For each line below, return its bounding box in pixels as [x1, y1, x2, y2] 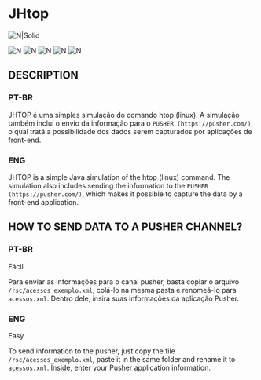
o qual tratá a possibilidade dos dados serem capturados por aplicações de [8, 126, 253, 136]
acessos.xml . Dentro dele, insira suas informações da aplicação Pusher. [8, 294, 240, 303]
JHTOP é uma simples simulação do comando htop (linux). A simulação [8, 110, 240, 119]
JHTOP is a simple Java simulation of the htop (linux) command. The [8, 172, 230, 181]
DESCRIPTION [8, 68, 79, 82]
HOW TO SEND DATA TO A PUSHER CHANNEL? [8, 221, 243, 234]
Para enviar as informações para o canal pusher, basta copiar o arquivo [8, 276, 240, 287]
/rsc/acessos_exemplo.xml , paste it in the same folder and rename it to [8, 354, 236, 364]
